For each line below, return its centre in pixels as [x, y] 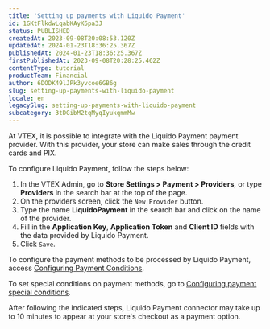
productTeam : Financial [48, 76]
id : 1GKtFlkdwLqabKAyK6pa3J [56, 23]
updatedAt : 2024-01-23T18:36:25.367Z [72, 46]
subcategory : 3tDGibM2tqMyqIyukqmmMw [72, 113]
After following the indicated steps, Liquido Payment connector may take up [134, 308]
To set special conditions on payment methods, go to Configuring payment [133, 284]
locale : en [27, 98]
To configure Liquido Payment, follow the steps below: [99, 169]
